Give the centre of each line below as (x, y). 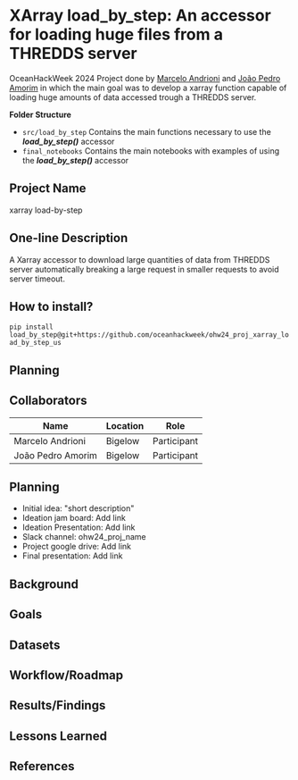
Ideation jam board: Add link (74, 518)
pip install (31, 327)
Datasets (35, 645)
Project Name (48, 189)
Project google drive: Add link (77, 547)
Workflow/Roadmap (66, 675)
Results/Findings (58, 705)
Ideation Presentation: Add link (79, 527)
